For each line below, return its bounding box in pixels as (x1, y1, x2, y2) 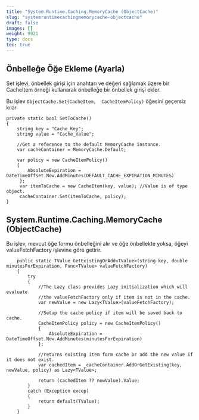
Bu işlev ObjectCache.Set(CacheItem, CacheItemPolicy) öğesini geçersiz (6, 98, 186, 105)
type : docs (6, 36, 33, 42)
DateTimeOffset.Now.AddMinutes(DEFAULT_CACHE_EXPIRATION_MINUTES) (6, 173, 175, 178)
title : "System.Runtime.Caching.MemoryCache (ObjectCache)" (6, 8, 159, 15)
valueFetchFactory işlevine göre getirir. (6, 246, 102, 253)
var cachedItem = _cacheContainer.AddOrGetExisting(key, (38, 362, 183, 368)
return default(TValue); (38, 398, 100, 405)
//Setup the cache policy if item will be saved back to (38, 310, 183, 316)
